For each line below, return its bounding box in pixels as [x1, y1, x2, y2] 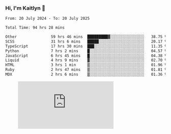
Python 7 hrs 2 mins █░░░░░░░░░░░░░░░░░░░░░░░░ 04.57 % [5, 48, 167, 54]
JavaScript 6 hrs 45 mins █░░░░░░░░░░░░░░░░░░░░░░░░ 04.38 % [5, 53, 167, 58]
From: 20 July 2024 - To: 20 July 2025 [5, 16, 90, 21]
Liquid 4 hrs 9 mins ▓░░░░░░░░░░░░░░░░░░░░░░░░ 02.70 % [5, 58, 167, 63]
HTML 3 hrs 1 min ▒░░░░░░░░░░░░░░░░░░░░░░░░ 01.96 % [5, 63, 167, 68]
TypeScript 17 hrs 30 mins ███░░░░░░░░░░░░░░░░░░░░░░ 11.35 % [5, 43, 167, 49]
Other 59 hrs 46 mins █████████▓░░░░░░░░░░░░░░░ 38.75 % [5, 34, 167, 39]
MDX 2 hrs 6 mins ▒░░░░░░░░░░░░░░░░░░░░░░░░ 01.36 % [5, 72, 167, 77]
